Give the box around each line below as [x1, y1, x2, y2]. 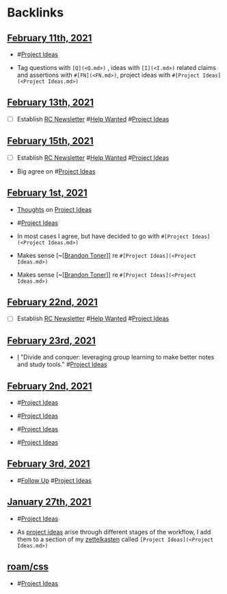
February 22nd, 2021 [7, 296, 98, 308]
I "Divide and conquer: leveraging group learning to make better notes [16, 353, 215, 361]
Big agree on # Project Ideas [16, 167, 96, 176]
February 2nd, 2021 [7, 380, 92, 392]
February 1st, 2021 [7, 187, 88, 199]
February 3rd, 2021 [7, 458, 90, 470]
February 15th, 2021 [7, 135, 94, 147]
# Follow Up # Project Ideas [16, 476, 92, 484]
